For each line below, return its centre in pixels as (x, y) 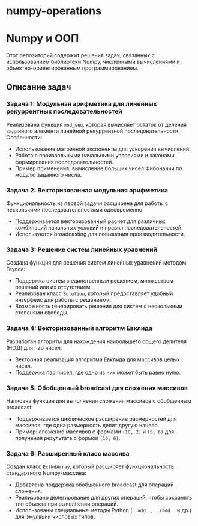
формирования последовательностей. (64, 162)
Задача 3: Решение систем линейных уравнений (82, 249)
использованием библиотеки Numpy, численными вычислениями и (93, 62)
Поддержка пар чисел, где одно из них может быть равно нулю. (98, 372)
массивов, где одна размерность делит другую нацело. (87, 425)
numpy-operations (54, 11)
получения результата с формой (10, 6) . (67, 438)
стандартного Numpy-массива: (46, 473)
